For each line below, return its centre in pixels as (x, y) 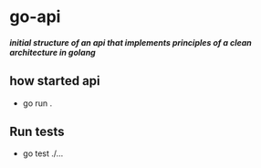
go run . (37, 103)
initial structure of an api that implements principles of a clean (131, 42)
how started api (55, 81)
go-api (35, 17)
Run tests (37, 131)
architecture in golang (52, 52)
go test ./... (43, 153)
